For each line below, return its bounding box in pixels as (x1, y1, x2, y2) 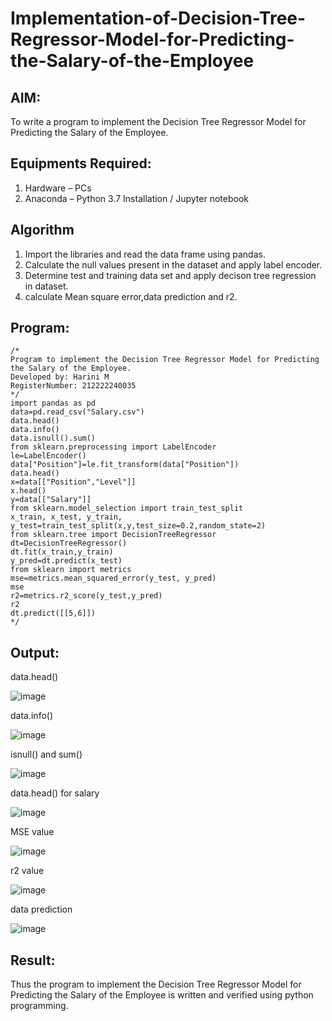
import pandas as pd (10, 398, 97, 409)
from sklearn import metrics (10, 565, 132, 575)
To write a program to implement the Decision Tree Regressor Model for (10, 116, 307, 127)
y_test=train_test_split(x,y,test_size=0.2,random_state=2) (10, 521, 267, 531)
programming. (10, 1000, 69, 1012)
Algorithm (10, 222, 75, 239)
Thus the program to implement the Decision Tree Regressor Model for (10, 978, 302, 991)
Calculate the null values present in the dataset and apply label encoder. (24, 258, 323, 271)
